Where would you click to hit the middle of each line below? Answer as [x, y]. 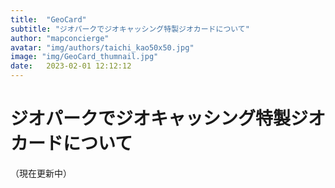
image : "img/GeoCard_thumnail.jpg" [84, 57]
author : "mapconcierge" [60, 38]
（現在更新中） [41, 173]
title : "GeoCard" [48, 19]
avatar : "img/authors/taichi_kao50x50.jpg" [102, 47]
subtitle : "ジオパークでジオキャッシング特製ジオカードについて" [130, 29]
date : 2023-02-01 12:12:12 [71, 66]
